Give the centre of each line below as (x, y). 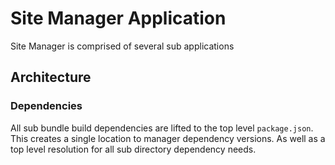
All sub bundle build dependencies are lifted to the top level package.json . (162, 128)
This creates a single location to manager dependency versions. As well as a (168, 138)
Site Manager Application (118, 18)
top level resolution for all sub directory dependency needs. (133, 149)
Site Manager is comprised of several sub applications (122, 46)
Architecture (51, 77)
